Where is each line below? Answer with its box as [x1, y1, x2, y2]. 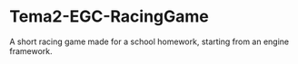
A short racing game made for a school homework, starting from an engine [9, 36, 290, 47]
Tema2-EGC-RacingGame [9, 6, 209, 27]
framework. [9, 45, 53, 56]
